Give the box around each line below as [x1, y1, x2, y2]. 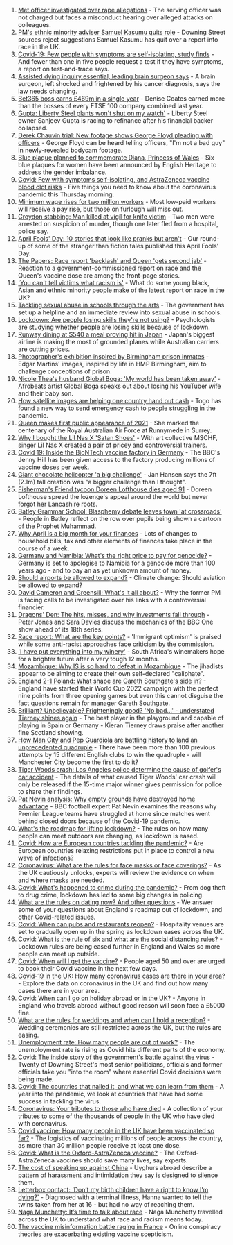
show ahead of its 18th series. [17, 625, 103, 634]
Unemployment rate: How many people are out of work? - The [17, 1038, 196, 1047]
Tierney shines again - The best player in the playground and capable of [17, 714, 224, 722]
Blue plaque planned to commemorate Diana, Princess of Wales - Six [17, 153, 214, 162]
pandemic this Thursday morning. [17, 190, 115, 198]
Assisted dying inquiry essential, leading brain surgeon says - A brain [17, 72, 216, 81]
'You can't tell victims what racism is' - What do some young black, [17, 279, 209, 287]
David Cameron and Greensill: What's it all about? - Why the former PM [17, 588, 221, 596]
